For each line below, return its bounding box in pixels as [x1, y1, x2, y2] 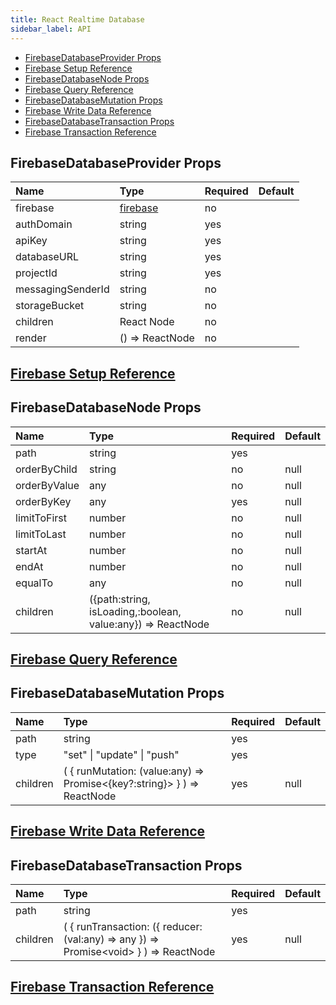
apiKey [15, 234, 48, 248]
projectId [15, 266, 58, 280]
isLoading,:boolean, [89, 604, 182, 618]
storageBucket [15, 299, 85, 313]
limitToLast [15, 527, 67, 541]
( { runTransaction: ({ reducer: [63, 919, 203, 933]
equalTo [15, 576, 54, 590]
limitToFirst [15, 511, 68, 525]
